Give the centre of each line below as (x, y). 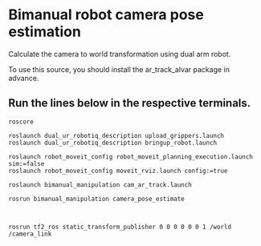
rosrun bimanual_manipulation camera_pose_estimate (96, 199)
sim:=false (27, 163)
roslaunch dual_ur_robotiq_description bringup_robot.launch (113, 143)
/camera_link (30, 234)
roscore (21, 122)
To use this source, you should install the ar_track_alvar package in (119, 69)
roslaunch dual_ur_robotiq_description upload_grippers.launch (116, 135)
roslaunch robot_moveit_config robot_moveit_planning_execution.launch (130, 157)
